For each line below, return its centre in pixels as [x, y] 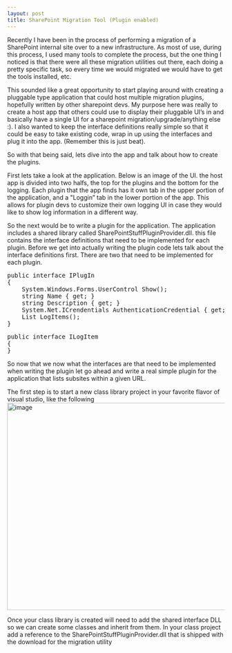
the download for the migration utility [60, 642]
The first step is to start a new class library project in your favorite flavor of [114, 392]
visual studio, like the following [51, 399]
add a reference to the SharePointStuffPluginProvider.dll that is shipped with [115, 634]
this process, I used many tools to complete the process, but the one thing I [115, 54]
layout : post [26, 13]
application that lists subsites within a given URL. [77, 378]
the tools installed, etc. [39, 76]
